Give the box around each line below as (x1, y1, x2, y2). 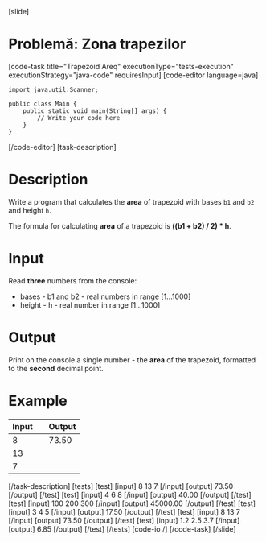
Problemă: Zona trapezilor (8, 35, 186, 53)
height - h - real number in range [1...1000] (19, 300, 161, 309)
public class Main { (8, 100, 78, 108)
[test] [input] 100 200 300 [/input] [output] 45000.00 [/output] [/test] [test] (8, 499, 256, 508)
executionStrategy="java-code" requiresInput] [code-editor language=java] (8, 70, 259, 80)
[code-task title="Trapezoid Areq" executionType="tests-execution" (8, 61, 235, 71)
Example (8, 391, 68, 410)
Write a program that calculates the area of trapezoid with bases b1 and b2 (8, 197, 255, 206)
